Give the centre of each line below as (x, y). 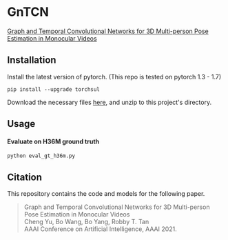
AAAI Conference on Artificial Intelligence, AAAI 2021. (100, 229)
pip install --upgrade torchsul (53, 89)
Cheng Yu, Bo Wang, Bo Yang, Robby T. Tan (86, 222)
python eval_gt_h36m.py (41, 156)
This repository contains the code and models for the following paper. (106, 194)
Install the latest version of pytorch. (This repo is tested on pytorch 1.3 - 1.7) (114, 77)
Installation (32, 60)
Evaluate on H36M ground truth (53, 141)
